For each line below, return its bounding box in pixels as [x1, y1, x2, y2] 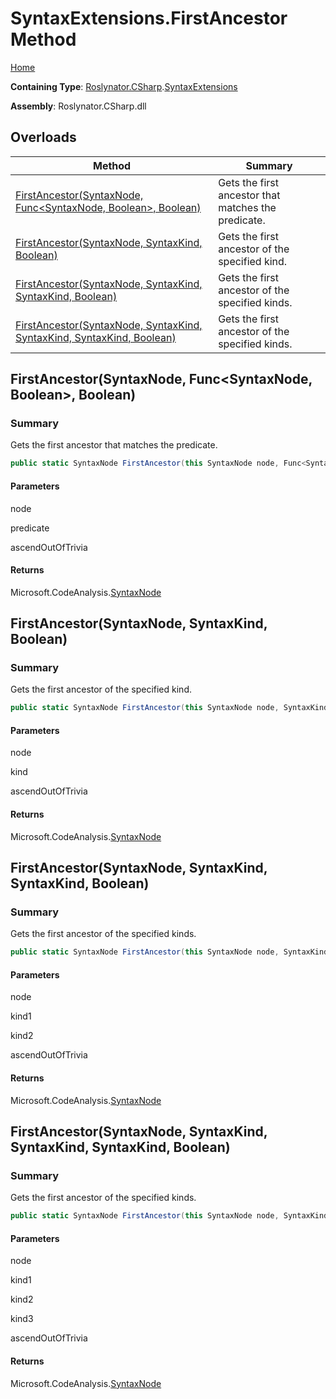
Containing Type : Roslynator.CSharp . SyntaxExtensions [10, 80, 238, 92]
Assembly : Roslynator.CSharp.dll [10, 100, 147, 112]
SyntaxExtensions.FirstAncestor [10, 7, 288, 30]
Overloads [10, 129, 77, 146]
